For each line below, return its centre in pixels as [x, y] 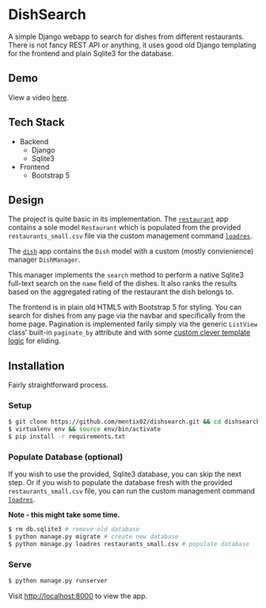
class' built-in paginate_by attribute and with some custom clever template [129, 333]
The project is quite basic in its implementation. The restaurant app [118, 219]
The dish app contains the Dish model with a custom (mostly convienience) [131, 251]
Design [26, 200]
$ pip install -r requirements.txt [67, 437]
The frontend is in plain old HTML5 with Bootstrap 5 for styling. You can [125, 308]
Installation [36, 366]
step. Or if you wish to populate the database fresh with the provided [120, 483]
